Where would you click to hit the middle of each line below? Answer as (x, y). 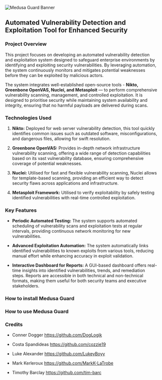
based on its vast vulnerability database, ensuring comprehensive (78, 158)
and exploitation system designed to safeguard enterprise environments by (80, 60)
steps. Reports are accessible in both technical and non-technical (78, 276)
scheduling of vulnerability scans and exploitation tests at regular (77, 226)
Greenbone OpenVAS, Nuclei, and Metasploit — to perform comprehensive (81, 90)
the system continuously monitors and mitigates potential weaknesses (75, 70)
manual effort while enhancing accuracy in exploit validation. (73, 256)
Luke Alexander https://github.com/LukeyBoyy (58, 354)
